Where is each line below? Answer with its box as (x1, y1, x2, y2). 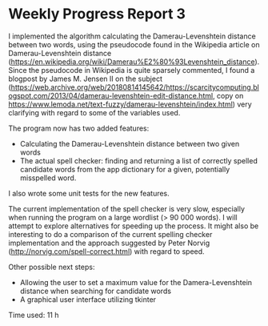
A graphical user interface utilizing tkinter (19, 294, 157, 304)
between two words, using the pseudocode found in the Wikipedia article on (8, 39, 260, 49)
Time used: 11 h (8, 310, 59, 320)
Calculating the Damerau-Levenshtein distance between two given (19, 139, 240, 148)
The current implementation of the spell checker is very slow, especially (8, 203, 246, 213)
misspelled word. (19, 173, 77, 183)
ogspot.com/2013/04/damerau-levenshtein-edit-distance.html (8, 91, 214, 100)
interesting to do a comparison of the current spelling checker (8, 229, 213, 239)
